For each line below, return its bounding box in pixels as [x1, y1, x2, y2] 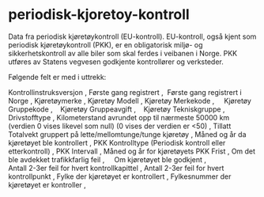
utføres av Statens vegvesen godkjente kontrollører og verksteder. [8, 57, 224, 66]
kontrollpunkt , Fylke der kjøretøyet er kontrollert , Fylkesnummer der [8, 172, 232, 181]
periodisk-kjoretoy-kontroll [8, 6, 190, 24]
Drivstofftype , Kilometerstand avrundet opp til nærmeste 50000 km [8, 112, 230, 122]
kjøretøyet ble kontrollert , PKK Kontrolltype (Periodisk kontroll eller [8, 138, 226, 147]
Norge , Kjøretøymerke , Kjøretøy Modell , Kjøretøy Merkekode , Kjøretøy [8, 96, 251, 105]
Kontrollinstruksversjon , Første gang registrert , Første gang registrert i [8, 87, 243, 97]
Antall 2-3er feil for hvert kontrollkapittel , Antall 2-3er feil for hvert [8, 163, 224, 172]
